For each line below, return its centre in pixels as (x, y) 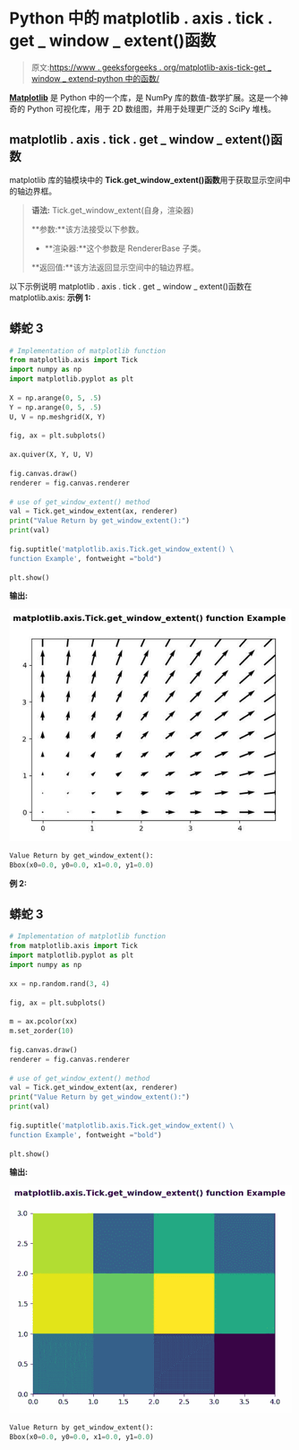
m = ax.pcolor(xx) (43, 1022)
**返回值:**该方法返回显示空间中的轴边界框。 (115, 267)
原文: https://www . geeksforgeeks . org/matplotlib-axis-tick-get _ (151, 67)
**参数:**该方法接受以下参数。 (87, 229)
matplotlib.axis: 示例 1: (50, 298)
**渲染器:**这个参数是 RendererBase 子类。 (125, 248)
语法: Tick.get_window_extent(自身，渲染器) (112, 210)
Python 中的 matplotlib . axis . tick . (141, 18)
